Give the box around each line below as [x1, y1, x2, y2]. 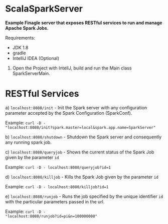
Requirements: [5, 35, 35, 41]
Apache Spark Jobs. [5, 25, 49, 31]
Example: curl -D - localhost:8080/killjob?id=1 [5, 183, 109, 189]
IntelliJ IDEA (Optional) [12, 55, 59, 61]
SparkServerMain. [12, 70, 50, 76]
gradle [12, 50, 26, 56]
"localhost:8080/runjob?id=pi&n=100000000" [5, 213, 98, 219]
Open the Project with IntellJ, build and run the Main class [12, 65, 132, 71]
